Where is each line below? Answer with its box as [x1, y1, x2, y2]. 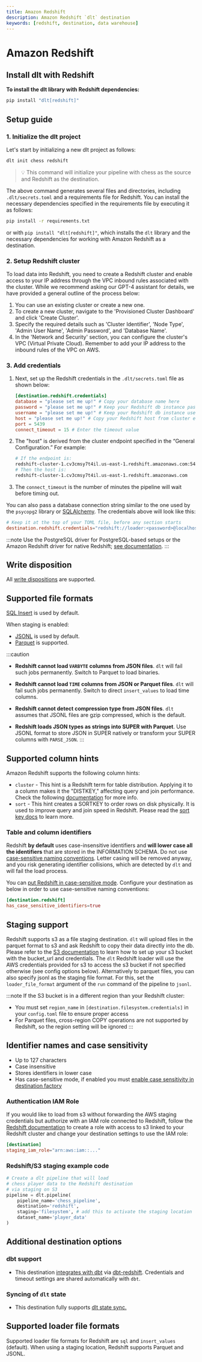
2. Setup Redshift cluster [6, 257, 80, 265]
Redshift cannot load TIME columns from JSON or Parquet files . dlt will [14, 681, 194, 688]
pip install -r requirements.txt [6, 218, 90, 224]
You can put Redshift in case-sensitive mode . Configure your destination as [6, 879, 194, 886]
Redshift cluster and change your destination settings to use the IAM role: [6, 1130, 188, 1137]
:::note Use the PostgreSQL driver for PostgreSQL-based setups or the [6, 536, 181, 543]
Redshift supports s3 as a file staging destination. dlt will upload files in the [6, 935, 194, 942]
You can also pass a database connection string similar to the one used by [6, 501, 191, 508]
